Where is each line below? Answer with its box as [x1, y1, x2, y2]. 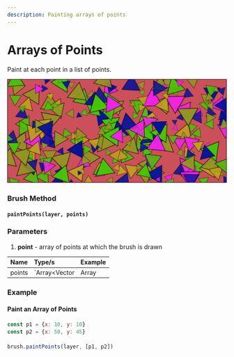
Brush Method [7, 193, 57, 203]
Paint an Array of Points [7, 305, 77, 313]
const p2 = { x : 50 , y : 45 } [7, 328, 86, 335]
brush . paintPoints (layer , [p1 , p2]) [7, 343, 114, 350]
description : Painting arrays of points [7, 11, 127, 18]
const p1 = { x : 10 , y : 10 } [7, 321, 86, 328]
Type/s [33, 258, 55, 267]
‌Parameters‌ [7, 227, 47, 237]
